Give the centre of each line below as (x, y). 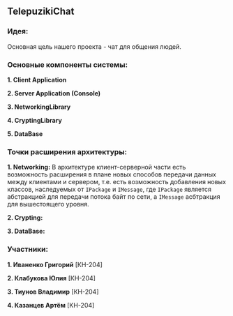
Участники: (28, 249)
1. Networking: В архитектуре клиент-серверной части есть (97, 167)
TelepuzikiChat (41, 12)
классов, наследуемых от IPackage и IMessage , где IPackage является (109, 189)
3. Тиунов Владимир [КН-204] (53, 292)
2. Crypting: (25, 218)
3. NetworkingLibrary (39, 107)
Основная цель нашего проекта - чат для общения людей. (94, 46)
